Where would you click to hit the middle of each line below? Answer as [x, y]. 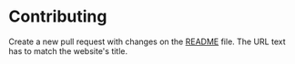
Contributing [58, 17]
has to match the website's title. [68, 50]
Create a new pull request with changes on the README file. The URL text [147, 41]
